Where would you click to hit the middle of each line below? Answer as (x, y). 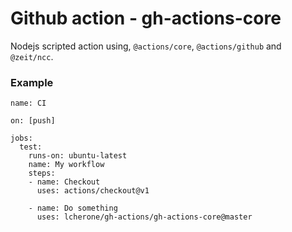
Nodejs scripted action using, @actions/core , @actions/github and (146, 46)
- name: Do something (73, 208)
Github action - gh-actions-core (146, 18)
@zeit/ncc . (32, 56)
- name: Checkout (64, 182)
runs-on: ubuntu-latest (78, 156)
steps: (42, 173)
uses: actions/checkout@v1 (93, 191)
